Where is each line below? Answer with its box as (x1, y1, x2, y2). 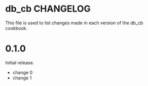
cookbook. (5, 25, 28, 31)
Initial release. (5, 59, 34, 66)
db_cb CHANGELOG (5, 3, 91, 15)
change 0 (12, 69, 33, 75)
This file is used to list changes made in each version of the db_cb (5, 20, 143, 26)
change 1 (12, 74, 32, 81)
